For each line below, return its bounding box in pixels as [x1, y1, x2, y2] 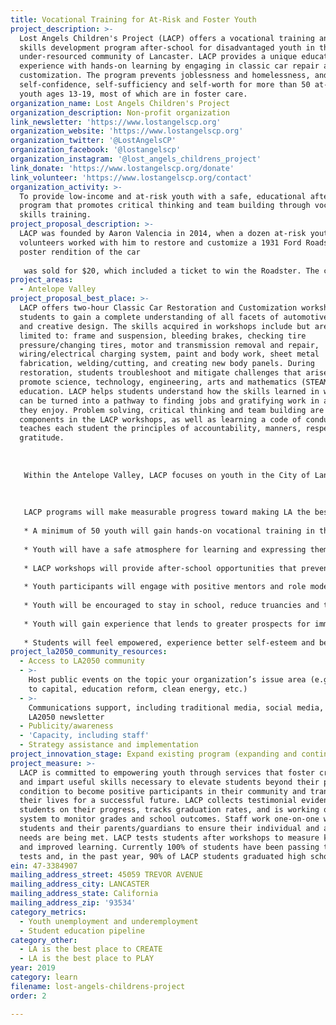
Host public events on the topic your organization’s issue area [28, 675, 307, 685]
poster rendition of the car [19, 247, 141, 257]
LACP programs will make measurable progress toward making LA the [23, 507, 311, 518]
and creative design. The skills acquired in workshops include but [19, 321, 311, 331]
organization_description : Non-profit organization [10, 107, 230, 118]
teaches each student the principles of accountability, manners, [19, 424, 302, 434]
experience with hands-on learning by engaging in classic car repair [19, 61, 320, 71]
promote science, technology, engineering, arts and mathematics [19, 377, 298, 387]
